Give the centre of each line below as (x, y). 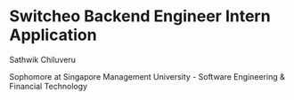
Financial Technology (48, 86)
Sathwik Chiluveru (43, 59)
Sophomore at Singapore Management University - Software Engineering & (147, 76)
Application (53, 35)
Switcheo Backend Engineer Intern (140, 16)
